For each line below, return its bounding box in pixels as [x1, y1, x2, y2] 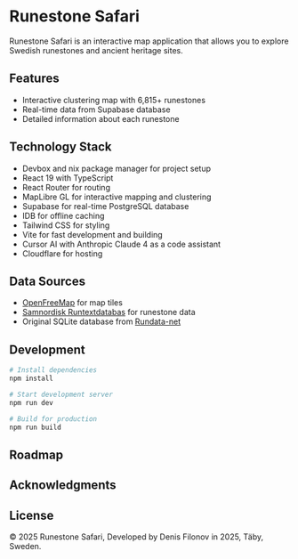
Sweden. [9, 541, 42, 552]
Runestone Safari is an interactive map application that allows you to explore [9, 36, 289, 46]
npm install [9, 374, 53, 384]
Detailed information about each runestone [21, 113, 180, 124]
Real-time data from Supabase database [21, 104, 171, 115]
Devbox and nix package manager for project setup [21, 163, 212, 174]
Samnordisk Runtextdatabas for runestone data [21, 307, 196, 318]
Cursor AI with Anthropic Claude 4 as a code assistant [21, 239, 221, 249]
